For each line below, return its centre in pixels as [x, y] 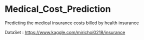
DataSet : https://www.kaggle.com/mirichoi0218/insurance [65, 32]
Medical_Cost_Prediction [58, 9]
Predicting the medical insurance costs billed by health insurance [72, 23]
